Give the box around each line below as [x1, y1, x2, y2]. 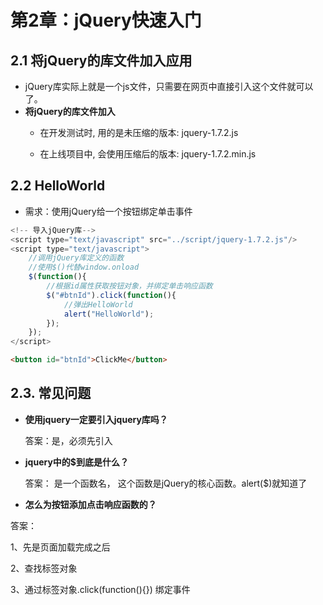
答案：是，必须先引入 [24, 434, 113, 446]
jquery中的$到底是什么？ [24, 456, 129, 468]
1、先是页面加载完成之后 [10, 541, 111, 553]
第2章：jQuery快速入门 [10, 9, 202, 32]
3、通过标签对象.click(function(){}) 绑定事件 [10, 583, 191, 595]
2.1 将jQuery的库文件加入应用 [10, 52, 193, 69]
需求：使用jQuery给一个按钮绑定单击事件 [24, 205, 193, 217]
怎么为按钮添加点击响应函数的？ [24, 498, 157, 510]
